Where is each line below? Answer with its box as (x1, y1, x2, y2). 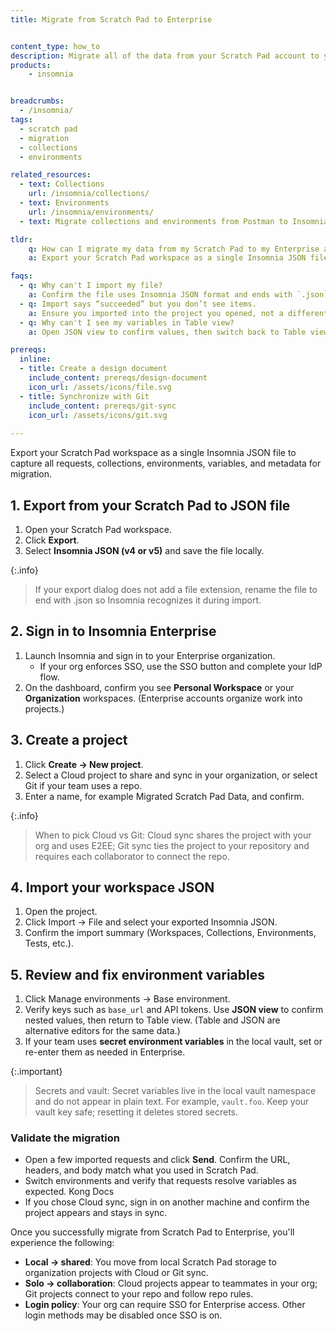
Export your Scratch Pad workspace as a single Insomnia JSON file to (10, 447, 297, 459)
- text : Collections (19, 179, 105, 190)
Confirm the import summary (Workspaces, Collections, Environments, (24, 927, 317, 939)
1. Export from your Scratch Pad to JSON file (10, 497, 291, 514)
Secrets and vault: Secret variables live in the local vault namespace (34, 1085, 317, 1097)
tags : (10, 115, 33, 125)
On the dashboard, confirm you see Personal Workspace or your (24, 681, 295, 693)
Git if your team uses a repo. (24, 779, 143, 791)
